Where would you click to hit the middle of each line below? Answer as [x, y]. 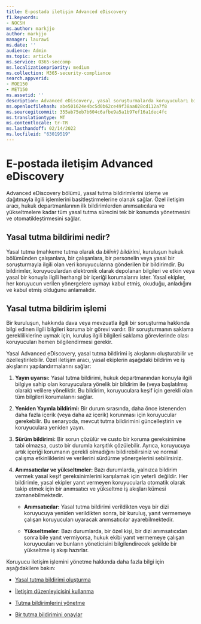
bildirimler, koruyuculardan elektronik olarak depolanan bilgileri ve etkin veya [100, 270]
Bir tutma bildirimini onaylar [48, 614]
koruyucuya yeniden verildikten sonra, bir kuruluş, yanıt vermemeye [107, 513]
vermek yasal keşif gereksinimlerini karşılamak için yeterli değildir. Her [101, 476]
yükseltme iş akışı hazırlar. [56, 550]
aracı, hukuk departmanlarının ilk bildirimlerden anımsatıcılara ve [85, 206]
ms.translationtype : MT [36, 117]
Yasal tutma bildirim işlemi [56, 309]
